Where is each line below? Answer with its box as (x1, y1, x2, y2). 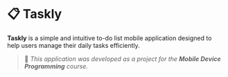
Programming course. (24, 62, 89, 70)
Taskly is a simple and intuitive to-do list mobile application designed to (7, 33, 212, 42)
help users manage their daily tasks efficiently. (7, 41, 140, 49)
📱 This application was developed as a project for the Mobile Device (24, 54, 221, 63)
